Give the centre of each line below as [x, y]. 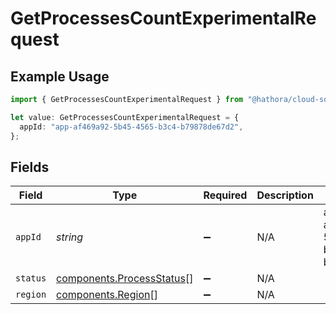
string [70, 237]
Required [225, 195]
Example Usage [60, 76]
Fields [30, 167]
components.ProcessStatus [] [125, 279]
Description [285, 195]
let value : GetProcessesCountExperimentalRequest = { [125, 117]
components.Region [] [107, 295]
